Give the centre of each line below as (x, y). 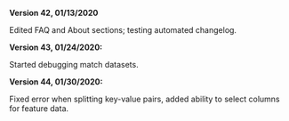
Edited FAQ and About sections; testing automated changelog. (123, 30)
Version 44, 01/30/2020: (56, 82)
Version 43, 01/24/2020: (56, 47)
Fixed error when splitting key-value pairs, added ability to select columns (144, 99)
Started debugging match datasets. (74, 65)
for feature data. (39, 109)
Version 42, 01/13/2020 (54, 13)
